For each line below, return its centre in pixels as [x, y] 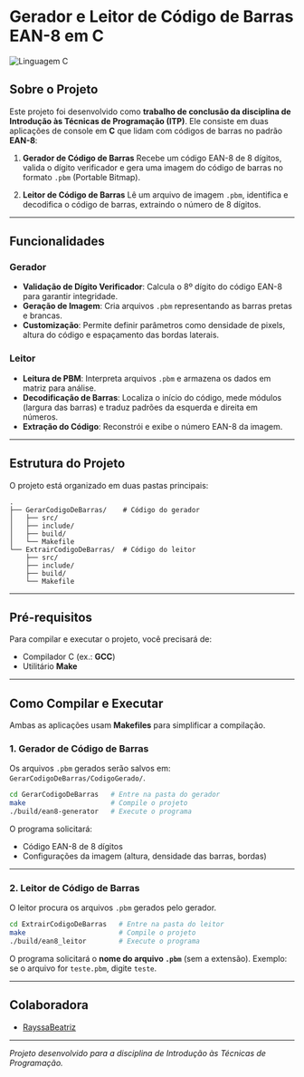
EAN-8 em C [57, 36]
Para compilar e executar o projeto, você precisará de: [111, 639]
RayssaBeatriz [49, 1027]
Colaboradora [49, 1005]
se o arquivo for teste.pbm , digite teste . [83, 968]
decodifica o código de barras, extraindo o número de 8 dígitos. [142, 204]
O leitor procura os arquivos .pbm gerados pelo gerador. [113, 907]
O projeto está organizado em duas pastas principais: [109, 485]
